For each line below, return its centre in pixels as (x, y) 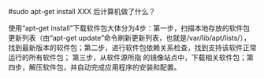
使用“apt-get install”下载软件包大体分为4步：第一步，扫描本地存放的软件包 (129, 28)
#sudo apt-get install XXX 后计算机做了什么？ (82, 11)
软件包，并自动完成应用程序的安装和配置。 (112, 67)
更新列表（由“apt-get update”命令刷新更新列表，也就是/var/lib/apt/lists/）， (129, 38)
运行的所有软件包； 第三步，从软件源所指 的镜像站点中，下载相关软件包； (127, 57)
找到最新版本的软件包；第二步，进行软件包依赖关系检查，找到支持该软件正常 (132, 48)
